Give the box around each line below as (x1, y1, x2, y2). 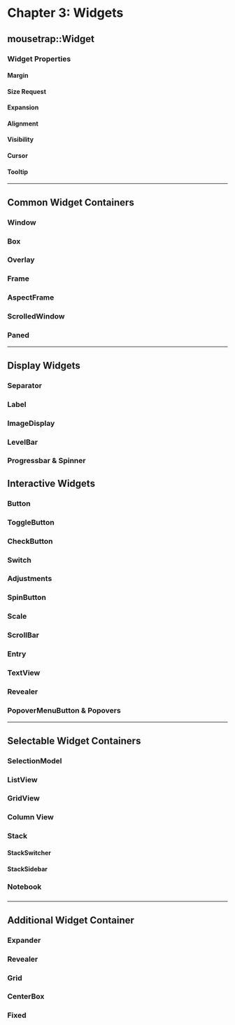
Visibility (7, 135, 34, 144)
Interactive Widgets (7, 477, 96, 489)
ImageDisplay (7, 418, 55, 428)
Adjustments (7, 574, 52, 584)
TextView (7, 668, 41, 678)
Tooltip (7, 167, 29, 176)
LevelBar (7, 437, 38, 447)
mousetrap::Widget (7, 33, 94, 45)
